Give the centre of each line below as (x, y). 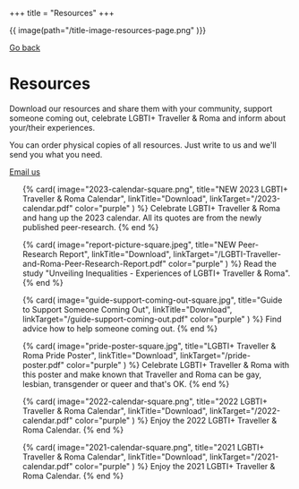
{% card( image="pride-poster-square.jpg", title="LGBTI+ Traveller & (149, 346)
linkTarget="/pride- (215, 355)
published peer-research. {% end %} (90, 227)
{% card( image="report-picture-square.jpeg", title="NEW (129, 244)
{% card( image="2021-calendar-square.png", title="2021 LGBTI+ (143, 447)
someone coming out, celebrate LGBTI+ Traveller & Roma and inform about (148, 118)
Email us (25, 172)
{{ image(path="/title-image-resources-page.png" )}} (108, 30)
